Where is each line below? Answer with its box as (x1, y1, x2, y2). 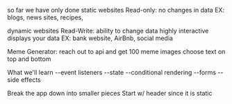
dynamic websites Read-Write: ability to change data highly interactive (7, 27, 209, 35)
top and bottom (7, 55, 51, 63)
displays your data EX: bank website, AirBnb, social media (7, 34, 174, 42)
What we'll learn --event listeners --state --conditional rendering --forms (7, 69, 217, 76)
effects (20, 76, 42, 84)
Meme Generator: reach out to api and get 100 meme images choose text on (7, 48, 226, 55)
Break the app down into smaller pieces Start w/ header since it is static (7, 89, 213, 97)
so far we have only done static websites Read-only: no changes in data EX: (7, 6, 224, 14)
